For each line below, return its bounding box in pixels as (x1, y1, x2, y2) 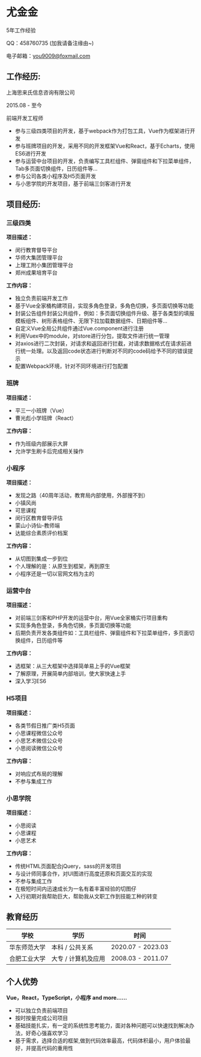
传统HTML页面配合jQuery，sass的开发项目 (14, 862, 122, 869)
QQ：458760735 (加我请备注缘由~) (6, 39, 94, 46)
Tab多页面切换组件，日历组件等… (14, 165, 98, 172)
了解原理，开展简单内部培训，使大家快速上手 (14, 670, 126, 677)
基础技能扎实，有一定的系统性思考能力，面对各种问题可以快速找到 (14, 1021, 179, 1029)
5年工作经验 (6, 27, 36, 34)
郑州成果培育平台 (14, 269, 58, 276)
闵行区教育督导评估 (14, 514, 63, 522)
